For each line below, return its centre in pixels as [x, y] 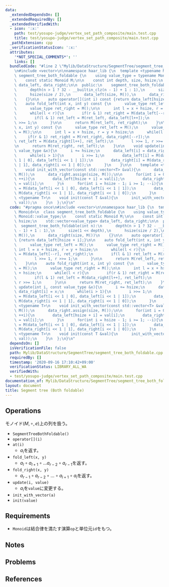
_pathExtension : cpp [31, 43]
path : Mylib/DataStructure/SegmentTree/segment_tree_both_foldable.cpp [87, 353]
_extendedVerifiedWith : [34, 24]
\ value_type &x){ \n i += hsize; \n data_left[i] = [79, 151]
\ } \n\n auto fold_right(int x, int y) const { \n [74, 264]
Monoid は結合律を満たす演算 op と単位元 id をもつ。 [63, 529]
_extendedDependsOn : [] [34, 15]
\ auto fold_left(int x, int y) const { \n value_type [81, 104]
